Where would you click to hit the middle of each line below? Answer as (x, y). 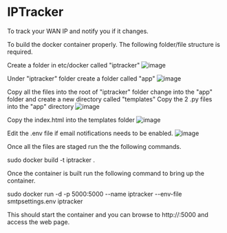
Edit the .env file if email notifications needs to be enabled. (90, 133)
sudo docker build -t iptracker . (51, 160)
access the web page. (39, 222)
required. (20, 52)
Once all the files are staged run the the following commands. (94, 146)
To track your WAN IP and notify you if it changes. (78, 31)
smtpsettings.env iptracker (45, 201)
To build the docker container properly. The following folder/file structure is (113, 44)
